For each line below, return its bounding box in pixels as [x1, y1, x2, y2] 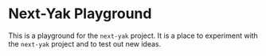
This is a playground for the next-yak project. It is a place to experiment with [8, 31, 259, 40]
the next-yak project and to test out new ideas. [8, 39, 162, 48]
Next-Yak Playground [8, 5, 152, 23]
